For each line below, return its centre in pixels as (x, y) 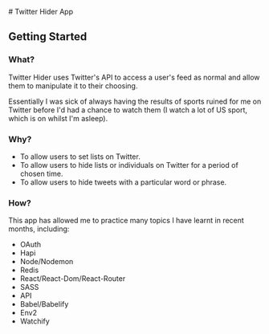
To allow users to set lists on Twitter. (80, 157)
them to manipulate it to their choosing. (73, 86)
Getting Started (48, 37)
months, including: (39, 229)
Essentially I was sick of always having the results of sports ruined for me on (135, 101)
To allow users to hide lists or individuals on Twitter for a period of (129, 165)
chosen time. (41, 173)
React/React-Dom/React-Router (73, 279)
